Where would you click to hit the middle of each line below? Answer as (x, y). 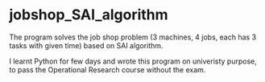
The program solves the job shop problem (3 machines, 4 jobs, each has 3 (133, 37)
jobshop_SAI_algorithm (89, 15)
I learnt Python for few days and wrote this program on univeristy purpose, (133, 61)
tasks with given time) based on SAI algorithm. (86, 45)
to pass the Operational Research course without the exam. (108, 69)
